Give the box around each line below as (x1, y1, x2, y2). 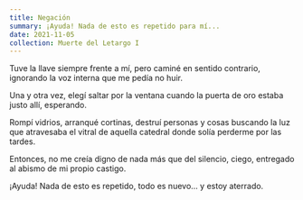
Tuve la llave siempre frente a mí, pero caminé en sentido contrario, (9, 63, 260, 74)
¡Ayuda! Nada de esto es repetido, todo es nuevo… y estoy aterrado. (9, 181, 264, 192)
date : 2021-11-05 (9, 30, 75, 39)
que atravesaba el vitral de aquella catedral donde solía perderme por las (9, 127, 282, 138)
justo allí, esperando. (9, 100, 88, 111)
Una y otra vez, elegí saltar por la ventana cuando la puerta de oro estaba (9, 90, 284, 101)
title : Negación (9, 13, 71, 23)
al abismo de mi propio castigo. (9, 163, 127, 174)
